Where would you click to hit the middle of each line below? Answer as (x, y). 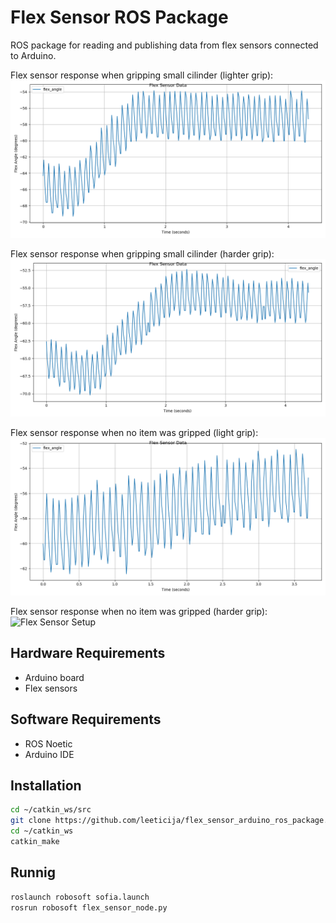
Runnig (33, 872)
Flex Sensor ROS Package (119, 17)
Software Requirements (86, 719)
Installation (46, 785)
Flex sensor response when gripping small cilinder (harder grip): (142, 253)
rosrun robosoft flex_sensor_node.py (89, 907)
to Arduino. (33, 55)
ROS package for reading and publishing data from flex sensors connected (164, 45)
